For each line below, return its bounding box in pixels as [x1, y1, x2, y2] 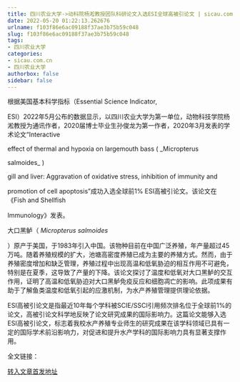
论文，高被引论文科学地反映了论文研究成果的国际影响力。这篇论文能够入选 [7, 310, 226, 318]
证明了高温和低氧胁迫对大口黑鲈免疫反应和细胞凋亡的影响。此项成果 [26, 277, 226, 286]
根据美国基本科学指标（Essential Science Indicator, [7, 97, 157, 106]
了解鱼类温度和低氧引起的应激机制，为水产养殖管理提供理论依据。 [19, 286, 214, 295]
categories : [7, 51, 43, 58]
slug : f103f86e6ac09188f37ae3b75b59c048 [7, 30, 130, 38]
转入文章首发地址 [7, 367, 58, 376]
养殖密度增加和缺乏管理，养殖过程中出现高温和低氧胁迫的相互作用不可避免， [7, 259, 233, 268]
